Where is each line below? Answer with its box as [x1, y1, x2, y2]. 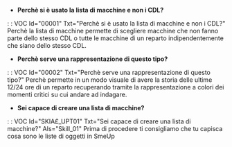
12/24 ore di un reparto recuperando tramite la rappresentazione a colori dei [7, 83, 224, 91]
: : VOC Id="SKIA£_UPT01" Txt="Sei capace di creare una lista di [7, 117, 191, 126]
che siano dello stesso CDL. [7, 42, 87, 49]
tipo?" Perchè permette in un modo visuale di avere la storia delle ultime [7, 76, 213, 84]
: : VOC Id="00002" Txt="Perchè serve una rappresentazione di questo [7, 69, 211, 76]
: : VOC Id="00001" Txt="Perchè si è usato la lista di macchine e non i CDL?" [7, 19, 226, 27]
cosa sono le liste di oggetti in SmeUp [7, 132, 116, 140]
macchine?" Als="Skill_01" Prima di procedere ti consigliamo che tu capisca [7, 125, 223, 132]
